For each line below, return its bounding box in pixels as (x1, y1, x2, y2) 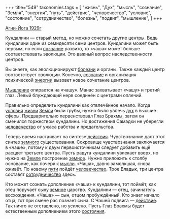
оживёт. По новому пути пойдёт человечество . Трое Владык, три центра (5, 166, 164, 172)
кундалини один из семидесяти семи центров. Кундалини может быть (5, 40, 159, 46)
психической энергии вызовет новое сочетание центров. (5, 77, 130, 83)
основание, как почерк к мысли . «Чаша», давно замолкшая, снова (5, 161, 151, 167)
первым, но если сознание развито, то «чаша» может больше (5, 46, 141, 51)
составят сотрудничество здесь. (5, 171, 77, 177)
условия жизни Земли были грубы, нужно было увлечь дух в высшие (5, 108, 156, 113)
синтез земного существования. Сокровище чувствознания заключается (5, 139, 165, 145)
